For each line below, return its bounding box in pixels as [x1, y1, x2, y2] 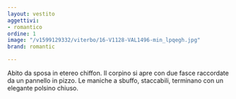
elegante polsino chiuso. [7, 84, 79, 92]
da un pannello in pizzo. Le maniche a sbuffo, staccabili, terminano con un [7, 76, 224, 85]
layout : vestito [7, 10, 55, 18]
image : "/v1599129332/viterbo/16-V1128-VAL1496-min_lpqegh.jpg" [7, 37, 201, 44]
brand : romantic [7, 43, 55, 50]
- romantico [7, 23, 42, 30]
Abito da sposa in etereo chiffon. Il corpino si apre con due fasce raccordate [7, 69, 230, 77]
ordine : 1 [7, 30, 37, 37]
